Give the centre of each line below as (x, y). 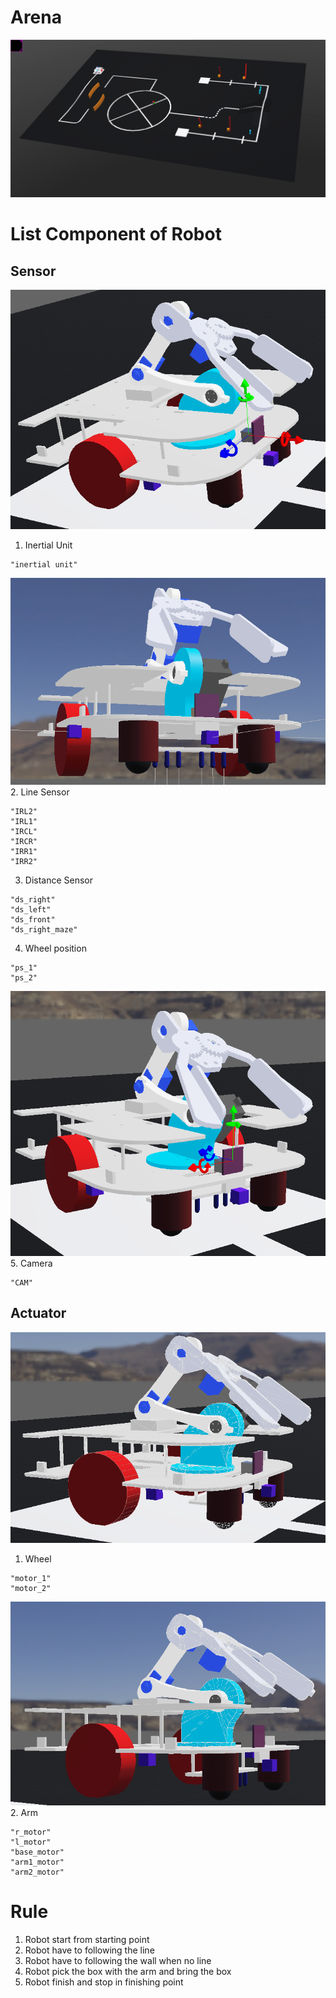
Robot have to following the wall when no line (118, 1961)
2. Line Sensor (40, 792)
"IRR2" (24, 862)
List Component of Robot (116, 234)
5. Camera (31, 1263)
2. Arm (24, 1813)
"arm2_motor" (37, 1872)
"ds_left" (31, 910)
